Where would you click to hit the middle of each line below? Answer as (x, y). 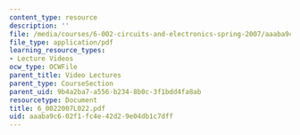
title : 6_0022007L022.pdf (57, 108)
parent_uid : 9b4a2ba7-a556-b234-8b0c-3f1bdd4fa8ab (105, 91)
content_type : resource (54, 17)
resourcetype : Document (54, 100)
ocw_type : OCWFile (43, 67)
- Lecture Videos (42, 59)
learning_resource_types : (57, 51)
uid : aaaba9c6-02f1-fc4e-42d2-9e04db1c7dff (92, 116)
